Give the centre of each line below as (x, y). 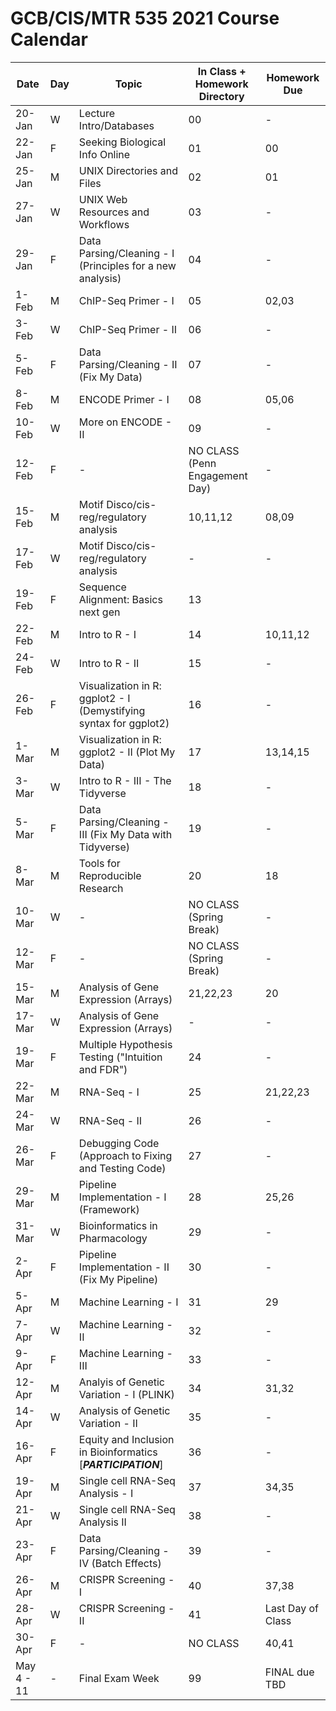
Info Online (104, 154)
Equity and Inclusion (126, 1439)
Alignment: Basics (120, 599)
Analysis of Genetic (124, 1410)
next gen (99, 612)
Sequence (102, 587)
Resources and (114, 212)
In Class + (222, 71)
